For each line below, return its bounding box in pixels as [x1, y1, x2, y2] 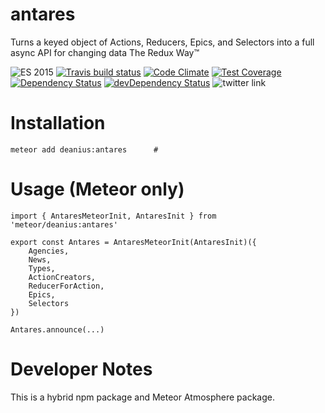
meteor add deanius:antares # [10, 144, 159, 155]
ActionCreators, [28, 272, 97, 282]
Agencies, [28, 246, 70, 256]
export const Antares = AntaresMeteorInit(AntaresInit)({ [10, 237, 257, 247]
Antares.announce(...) [10, 324, 105, 335]
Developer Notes [10, 358, 153, 380]
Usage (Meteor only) [10, 178, 185, 201]
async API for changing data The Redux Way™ [10, 46, 200, 58]
